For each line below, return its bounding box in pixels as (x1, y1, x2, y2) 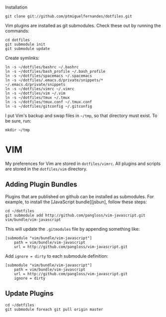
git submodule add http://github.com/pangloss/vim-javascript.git (5, 213, 146, 218)
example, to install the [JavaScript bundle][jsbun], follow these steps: (5, 199, 147, 205)
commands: (5, 28, 30, 34)
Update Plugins (5, 289, 54, 298)
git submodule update (5, 46, 50, 51)
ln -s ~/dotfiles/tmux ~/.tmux (5, 95, 70, 100)
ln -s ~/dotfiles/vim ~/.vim (5, 91, 66, 96)
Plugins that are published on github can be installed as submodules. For (5, 193, 154, 199)
